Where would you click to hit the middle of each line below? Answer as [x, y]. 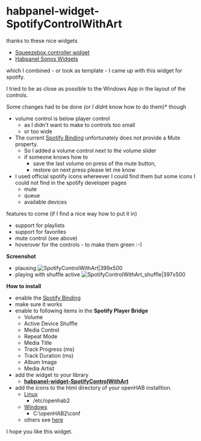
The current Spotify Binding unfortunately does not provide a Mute [97, 138]
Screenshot [21, 256]
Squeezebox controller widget [52, 52]
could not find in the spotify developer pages [71, 182]
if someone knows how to [56, 157]
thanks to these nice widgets [42, 40]
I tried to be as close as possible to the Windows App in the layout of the [96, 88]
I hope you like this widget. [39, 431]
